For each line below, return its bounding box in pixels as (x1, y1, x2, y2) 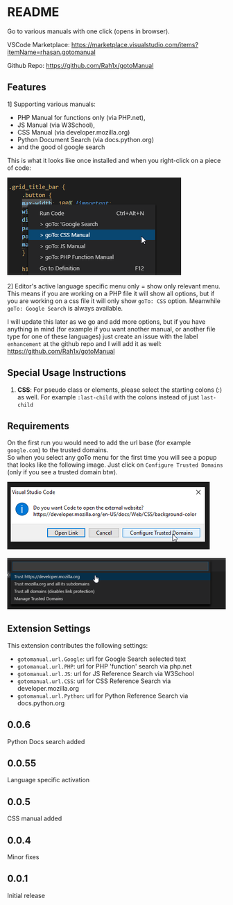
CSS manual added (7, 814, 62, 822)
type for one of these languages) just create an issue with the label (7, 332, 198, 341)
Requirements (7, 420, 69, 432)
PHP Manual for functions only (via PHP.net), (17, 113, 146, 121)
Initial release (7, 891, 45, 899)
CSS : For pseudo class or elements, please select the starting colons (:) (17, 386, 223, 394)
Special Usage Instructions (7, 367, 126, 379)
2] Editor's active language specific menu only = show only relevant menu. (7, 282, 221, 290)
